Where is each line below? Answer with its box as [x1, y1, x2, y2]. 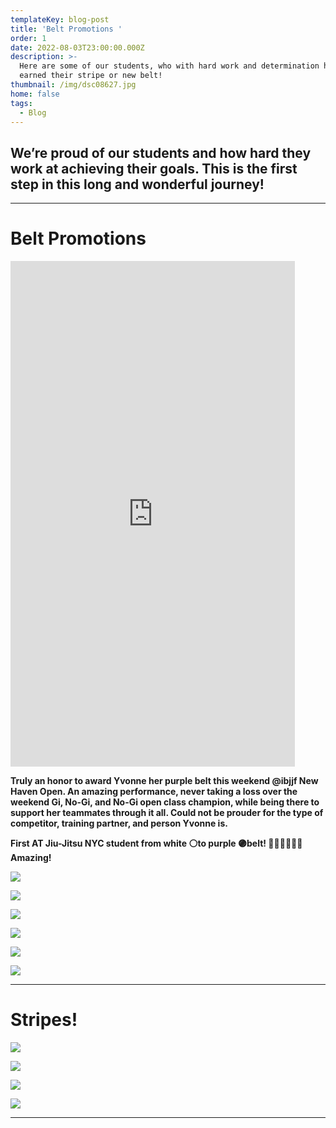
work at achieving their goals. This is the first [10, 160, 298, 177]
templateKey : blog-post [10, 14, 110, 25]
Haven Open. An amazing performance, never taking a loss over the [10, 786, 298, 798]
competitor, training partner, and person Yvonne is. [10, 817, 228, 830]
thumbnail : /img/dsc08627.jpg [10, 80, 137, 90]
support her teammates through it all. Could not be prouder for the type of [10, 807, 324, 819]
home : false [10, 89, 60, 99]
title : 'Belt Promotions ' [10, 24, 123, 34]
